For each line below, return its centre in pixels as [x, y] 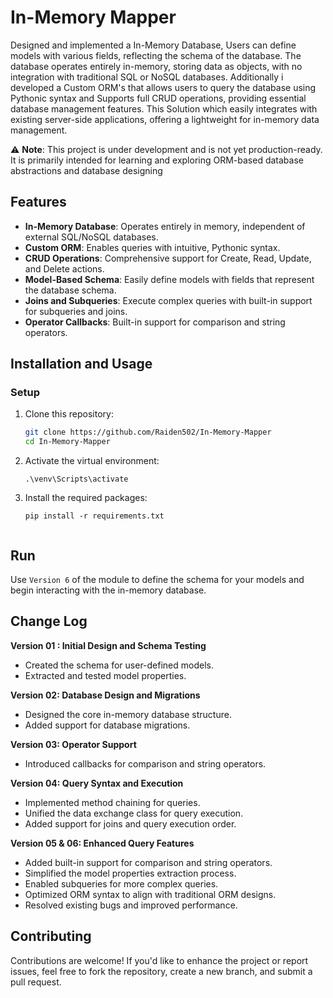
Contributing [51, 936]
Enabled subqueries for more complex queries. [121, 883]
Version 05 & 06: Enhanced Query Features [102, 843]
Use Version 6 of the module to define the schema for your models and [157, 579]
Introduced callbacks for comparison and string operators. [145, 763]
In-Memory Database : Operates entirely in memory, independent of [165, 226]
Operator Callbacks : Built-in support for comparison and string [155, 322]
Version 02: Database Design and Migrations [105, 695]
